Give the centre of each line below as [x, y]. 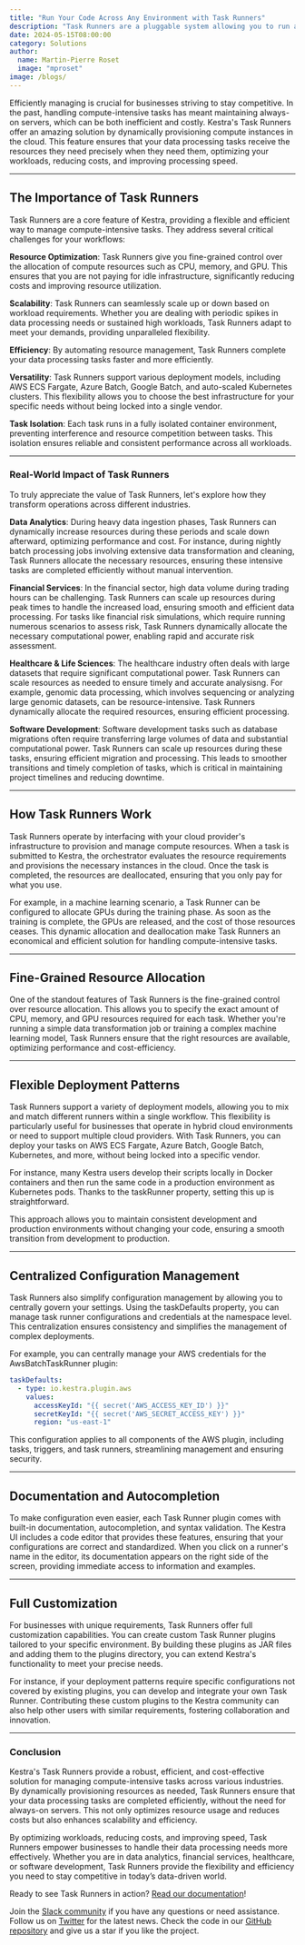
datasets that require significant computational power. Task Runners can [145, 672]
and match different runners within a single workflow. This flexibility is [140, 1116]
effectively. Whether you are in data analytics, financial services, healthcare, [152, 1857]
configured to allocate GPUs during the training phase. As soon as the [140, 912]
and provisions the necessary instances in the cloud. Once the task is [139, 865]
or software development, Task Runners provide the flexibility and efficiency [152, 1867]
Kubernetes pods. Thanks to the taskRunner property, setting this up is [142, 1192]
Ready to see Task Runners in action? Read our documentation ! [128, 1894]
